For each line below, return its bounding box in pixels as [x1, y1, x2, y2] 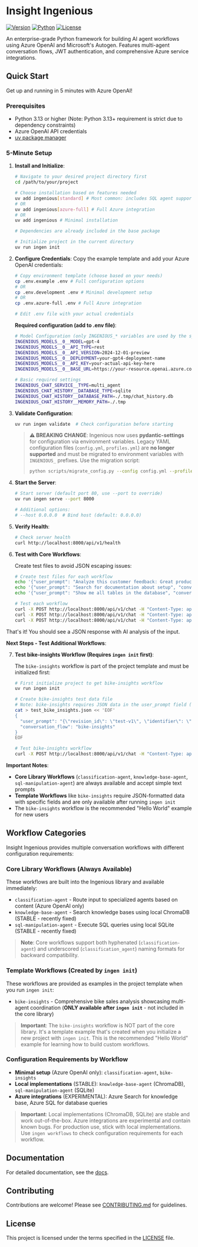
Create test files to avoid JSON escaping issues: [14, 562, 132, 569]
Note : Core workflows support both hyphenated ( [20, 939, 141, 946]
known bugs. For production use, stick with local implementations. [20, 1123, 181, 1130]
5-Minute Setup [6, 149, 52, 157]
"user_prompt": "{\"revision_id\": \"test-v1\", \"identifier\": [20, 718, 184, 724]
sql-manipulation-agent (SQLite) [14, 1087, 95, 1094]
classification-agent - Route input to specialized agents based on [14, 896, 178, 904]
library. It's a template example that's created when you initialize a [20, 1028, 181, 1035]
